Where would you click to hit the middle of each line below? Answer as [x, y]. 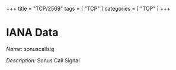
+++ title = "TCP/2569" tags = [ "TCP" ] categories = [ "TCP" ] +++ [88, 9]
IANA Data [32, 33]
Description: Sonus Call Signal [43, 60]
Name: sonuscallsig [30, 49]
